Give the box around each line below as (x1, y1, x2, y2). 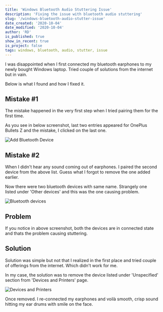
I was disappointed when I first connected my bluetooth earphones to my (5, 61, 152, 67)
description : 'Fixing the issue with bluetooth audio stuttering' (5, 12, 143, 17)
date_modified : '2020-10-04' (5, 25, 64, 30)
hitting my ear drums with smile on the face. (5, 301, 93, 307)
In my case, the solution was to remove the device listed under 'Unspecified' (5, 272, 159, 277)
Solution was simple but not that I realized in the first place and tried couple (5, 257, 157, 263)
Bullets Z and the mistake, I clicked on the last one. (5, 127, 107, 134)
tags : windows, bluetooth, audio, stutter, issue (5, 48, 108, 52)
